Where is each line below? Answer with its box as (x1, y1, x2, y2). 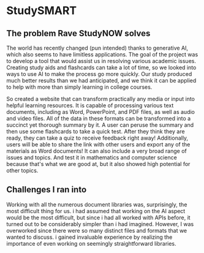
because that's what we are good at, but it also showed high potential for (6, 160, 191, 167)
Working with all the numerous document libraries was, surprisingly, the (6, 200, 187, 208)
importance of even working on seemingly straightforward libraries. (6, 240, 176, 247)
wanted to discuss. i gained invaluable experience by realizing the (6, 233, 173, 241)
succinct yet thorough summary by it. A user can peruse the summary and (6, 121, 194, 129)
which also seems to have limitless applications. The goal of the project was (6, 51, 198, 58)
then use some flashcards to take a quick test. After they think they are (6, 128, 185, 135)
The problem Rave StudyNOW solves (6, 28, 151, 39)
